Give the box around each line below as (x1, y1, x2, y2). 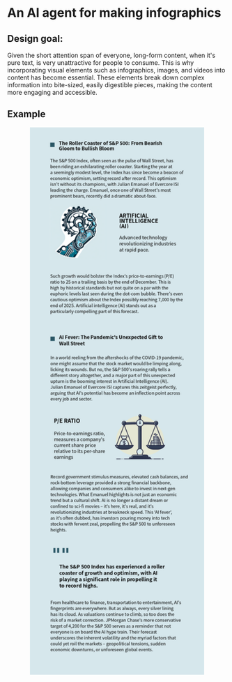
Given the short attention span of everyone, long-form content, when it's (7, 51, 216, 59)
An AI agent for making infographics (7, 5, 222, 21)
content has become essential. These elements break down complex (7, 73, 205, 82)
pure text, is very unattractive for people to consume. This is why (7, 59, 194, 67)
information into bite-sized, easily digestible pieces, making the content (7, 81, 212, 89)
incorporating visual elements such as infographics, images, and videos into (7, 66, 226, 74)
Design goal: (7, 33, 63, 45)
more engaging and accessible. (7, 89, 98, 96)
